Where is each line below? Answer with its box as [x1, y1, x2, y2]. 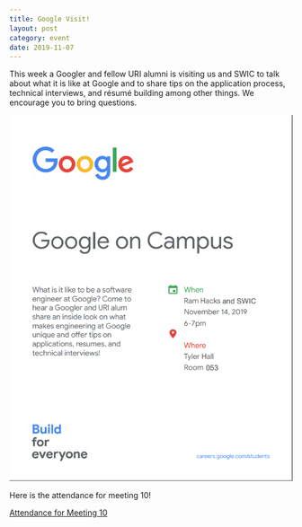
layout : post [9, 23, 58, 33]
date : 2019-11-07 [9, 43, 75, 52]
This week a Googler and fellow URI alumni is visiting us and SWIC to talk [9, 68, 280, 80]
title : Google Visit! [9, 14, 91, 23]
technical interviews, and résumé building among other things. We [9, 88, 254, 99]
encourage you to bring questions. [9, 97, 138, 108]
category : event [9, 33, 70, 42]
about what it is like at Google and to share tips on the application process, [9, 78, 286, 89]
